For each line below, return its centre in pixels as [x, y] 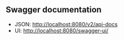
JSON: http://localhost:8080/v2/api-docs [66, 24]
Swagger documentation [53, 10]
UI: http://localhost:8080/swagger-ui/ [61, 30]
